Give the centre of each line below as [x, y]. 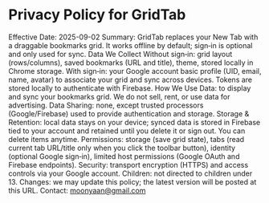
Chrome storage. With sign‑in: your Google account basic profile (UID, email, [135, 71]
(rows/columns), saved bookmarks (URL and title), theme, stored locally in [131, 63]
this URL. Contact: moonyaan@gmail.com [77, 190]
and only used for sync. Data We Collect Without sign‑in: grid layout [120, 54]
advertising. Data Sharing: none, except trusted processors [106, 105]
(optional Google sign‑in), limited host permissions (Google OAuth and [124, 156]
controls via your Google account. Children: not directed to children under [130, 173]
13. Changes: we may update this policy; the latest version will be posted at [132, 181]
